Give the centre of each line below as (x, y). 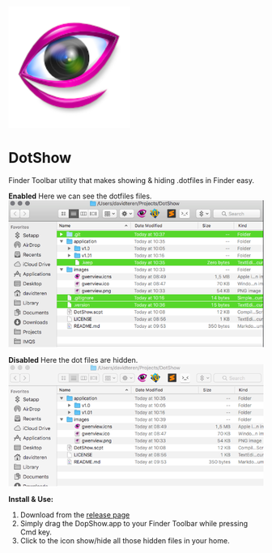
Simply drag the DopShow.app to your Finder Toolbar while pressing (134, 524)
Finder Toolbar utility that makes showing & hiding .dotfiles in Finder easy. (132, 180)
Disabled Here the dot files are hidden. (73, 360)
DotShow (40, 158)
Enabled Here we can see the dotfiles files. (80, 196)
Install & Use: (31, 500)
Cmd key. (36, 532)
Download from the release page (75, 515)
